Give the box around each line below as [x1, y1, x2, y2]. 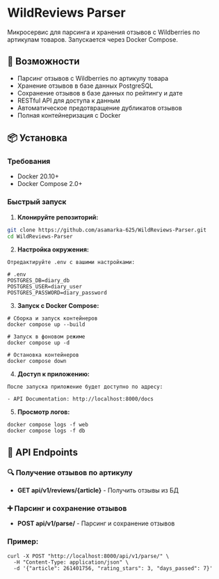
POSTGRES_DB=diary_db [7, 277, 70, 284]
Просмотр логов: [17, 408, 70, 416]
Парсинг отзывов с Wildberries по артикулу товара [17, 74, 169, 82]
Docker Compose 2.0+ [17, 180, 83, 188]
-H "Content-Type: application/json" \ [13, 559, 129, 566]
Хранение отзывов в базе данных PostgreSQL [17, 82, 154, 90]
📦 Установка [7, 132, 67, 144]
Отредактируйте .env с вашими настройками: [7, 259, 136, 266]
